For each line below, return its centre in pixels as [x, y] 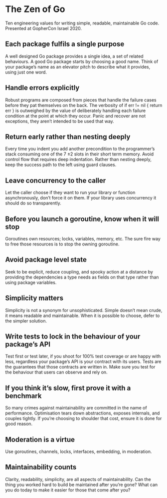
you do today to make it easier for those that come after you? [68, 490]
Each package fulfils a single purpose [65, 44]
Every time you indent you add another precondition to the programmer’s [80, 149]
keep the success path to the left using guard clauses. [61, 165]
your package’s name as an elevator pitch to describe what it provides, [78, 66]
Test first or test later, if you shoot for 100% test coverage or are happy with [83, 356]
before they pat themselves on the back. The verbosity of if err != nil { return [84, 105]
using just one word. [26, 72]
